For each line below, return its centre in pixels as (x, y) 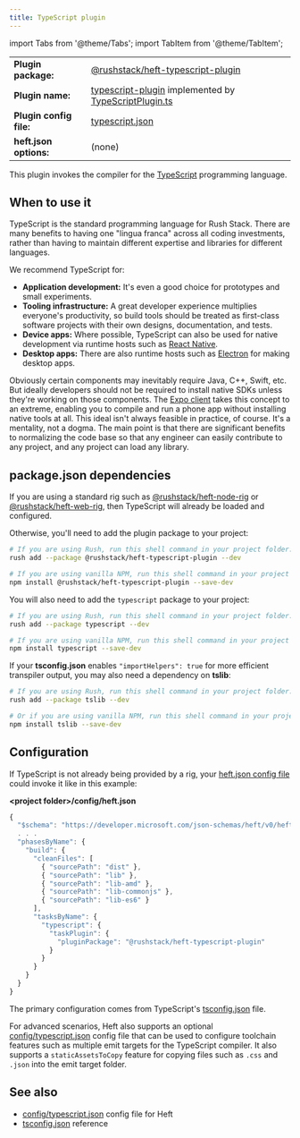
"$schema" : (37, 825)
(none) (105, 147)
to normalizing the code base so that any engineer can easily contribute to (146, 437)
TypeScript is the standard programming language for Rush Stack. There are (150, 224)
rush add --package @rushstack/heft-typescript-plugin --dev (125, 558)
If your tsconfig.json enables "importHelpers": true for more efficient (139, 666)
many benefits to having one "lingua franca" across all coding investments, (147, 234)
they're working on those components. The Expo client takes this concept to (150, 400)
